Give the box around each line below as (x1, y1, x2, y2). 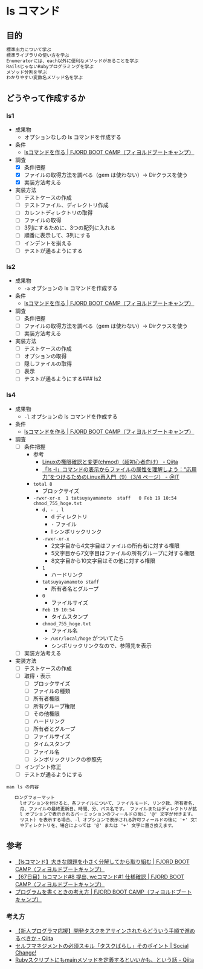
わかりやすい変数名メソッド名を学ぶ (6, 75, 83, 81)
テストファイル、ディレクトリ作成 (24, 202, 109, 209)
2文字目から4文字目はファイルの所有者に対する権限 (51, 542, 180, 549)
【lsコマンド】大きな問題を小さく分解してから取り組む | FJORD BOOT (14, 858, 190, 865)
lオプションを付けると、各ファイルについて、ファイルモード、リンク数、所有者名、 (19, 800, 198, 806)
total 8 (33, 481, 53, 487)
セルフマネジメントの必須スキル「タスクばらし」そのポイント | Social (14, 942, 189, 950)
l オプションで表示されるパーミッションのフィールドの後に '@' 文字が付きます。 (19, 811, 196, 817)
